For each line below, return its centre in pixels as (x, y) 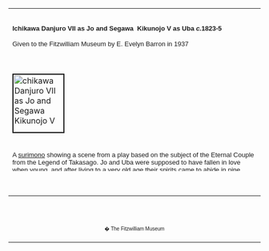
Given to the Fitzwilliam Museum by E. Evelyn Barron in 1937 (100, 44)
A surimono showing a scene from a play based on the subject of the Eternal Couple (133, 155)
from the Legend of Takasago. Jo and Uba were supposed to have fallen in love (126, 162)
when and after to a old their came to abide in (119, 170)
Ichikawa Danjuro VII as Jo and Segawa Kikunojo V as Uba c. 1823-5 (117, 28)
